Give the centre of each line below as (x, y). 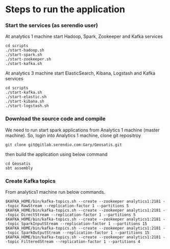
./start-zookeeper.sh (28, 59)
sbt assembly (19, 168)
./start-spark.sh (24, 55)
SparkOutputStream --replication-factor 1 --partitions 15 (85, 233)
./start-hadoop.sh (25, 50)
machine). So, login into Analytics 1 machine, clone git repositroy (73, 135)
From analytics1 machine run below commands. (55, 192)
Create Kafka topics (31, 181)
